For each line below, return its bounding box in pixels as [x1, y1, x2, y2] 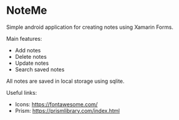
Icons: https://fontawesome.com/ [14, 100, 98, 108]
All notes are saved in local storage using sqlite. [6, 77, 125, 85]
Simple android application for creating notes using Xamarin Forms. [6, 23, 174, 31]
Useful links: [6, 89, 37, 96]
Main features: [6, 35, 42, 42]
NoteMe [6, 4, 47, 17]
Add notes [14, 46, 41, 54]
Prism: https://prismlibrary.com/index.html [14, 107, 120, 114]
